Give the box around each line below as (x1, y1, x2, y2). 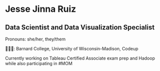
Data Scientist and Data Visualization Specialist (5, 23, 155, 32)
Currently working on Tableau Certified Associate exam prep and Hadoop (5, 55, 155, 61)
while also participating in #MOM (5, 61, 73, 66)
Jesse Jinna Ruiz (5, 3, 76, 15)
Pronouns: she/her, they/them (5, 36, 66, 42)
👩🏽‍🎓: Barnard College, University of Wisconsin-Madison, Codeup (5, 46, 139, 51)
